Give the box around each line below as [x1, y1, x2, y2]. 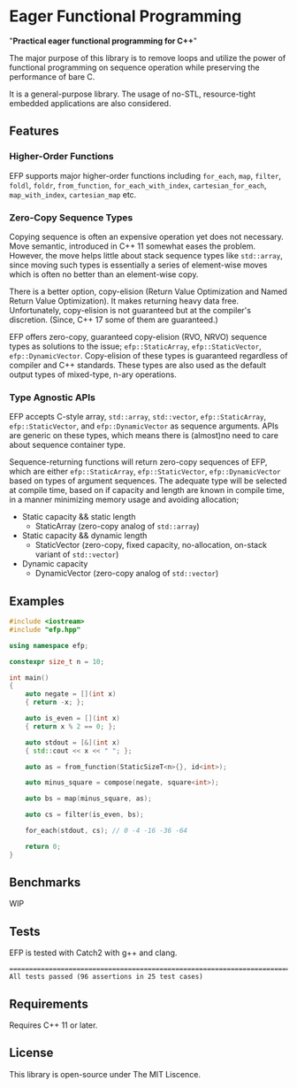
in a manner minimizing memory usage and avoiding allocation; [9, 494, 240, 505]
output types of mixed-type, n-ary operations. [9, 369, 177, 380]
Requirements [9, 996, 88, 1011]
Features [9, 124, 59, 139]
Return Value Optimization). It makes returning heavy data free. [9, 295, 240, 306]
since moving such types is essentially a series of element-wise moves [9, 259, 268, 270]
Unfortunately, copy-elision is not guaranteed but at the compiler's [9, 305, 252, 315]
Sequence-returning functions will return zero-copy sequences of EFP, [9, 457, 268, 467]
